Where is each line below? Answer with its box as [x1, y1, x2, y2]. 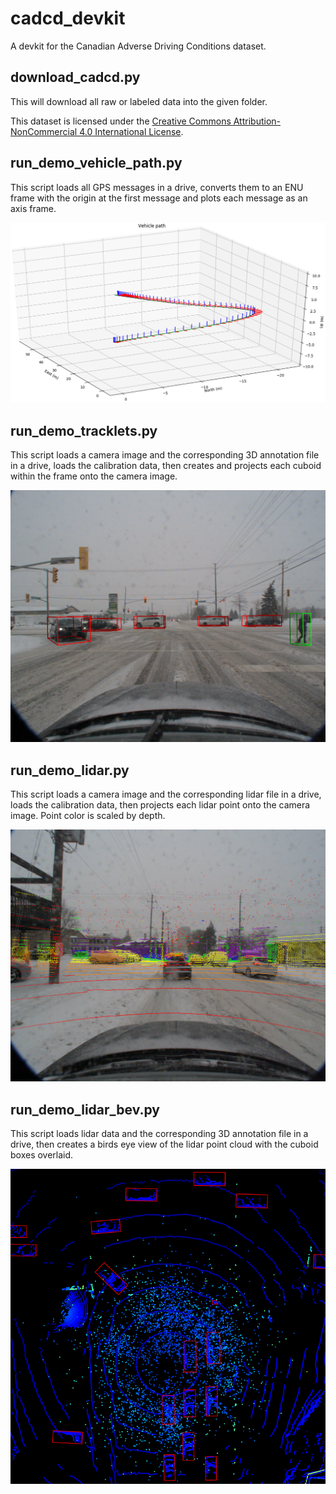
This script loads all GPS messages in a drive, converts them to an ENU [10, 181, 304, 193]
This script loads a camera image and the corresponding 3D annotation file [10, 449, 320, 461]
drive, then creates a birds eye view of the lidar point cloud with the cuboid [10, 1138, 319, 1151]
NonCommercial [10, 125, 78, 137]
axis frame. [10, 202, 57, 214]
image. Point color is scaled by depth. [10, 810, 166, 822]
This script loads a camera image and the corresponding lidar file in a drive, [10, 788, 322, 801]
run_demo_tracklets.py [10, 422, 158, 439]
